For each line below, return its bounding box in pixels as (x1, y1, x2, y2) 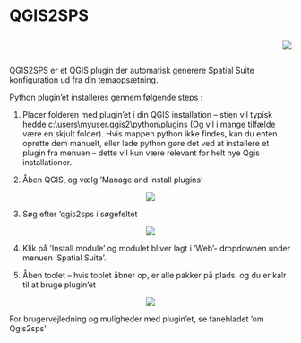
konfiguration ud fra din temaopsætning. (9, 75, 159, 85)
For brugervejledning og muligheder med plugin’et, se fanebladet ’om (9, 313, 264, 324)
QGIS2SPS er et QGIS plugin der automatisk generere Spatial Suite (9, 65, 255, 76)
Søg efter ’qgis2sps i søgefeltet (21, 208, 138, 220)
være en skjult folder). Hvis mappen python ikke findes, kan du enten (21, 128, 278, 139)
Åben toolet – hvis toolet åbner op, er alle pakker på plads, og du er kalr (21, 270, 287, 281)
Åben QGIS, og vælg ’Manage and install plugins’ (21, 174, 203, 185)
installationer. (21, 157, 73, 168)
